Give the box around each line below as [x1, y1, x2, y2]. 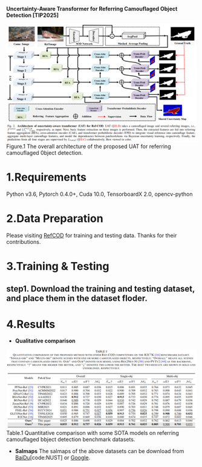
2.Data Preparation [6, 212, 104, 226]
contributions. [6, 238, 41, 245]
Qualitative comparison [15, 337, 76, 344]
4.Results [6, 317, 56, 331]
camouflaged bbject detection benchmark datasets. [6, 436, 135, 443]
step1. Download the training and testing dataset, [6, 283, 195, 294]
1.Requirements [6, 170, 86, 184]
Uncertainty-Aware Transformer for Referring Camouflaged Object [6, 5, 178, 12]
